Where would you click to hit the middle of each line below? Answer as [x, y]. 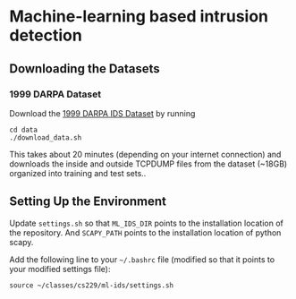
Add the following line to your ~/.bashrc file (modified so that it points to [142, 259]
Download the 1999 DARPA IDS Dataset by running [102, 113]
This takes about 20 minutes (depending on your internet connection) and [145, 154]
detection [46, 35]
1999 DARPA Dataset [55, 94]
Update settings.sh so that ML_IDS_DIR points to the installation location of [146, 223]
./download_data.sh [46, 137]
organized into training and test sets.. [78, 173]
